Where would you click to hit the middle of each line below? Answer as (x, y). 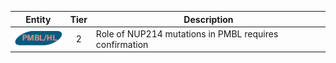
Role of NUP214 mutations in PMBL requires (187, 33)
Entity (38, 19)
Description (208, 19)
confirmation (122, 44)
